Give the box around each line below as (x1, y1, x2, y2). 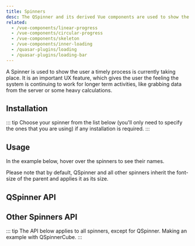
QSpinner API (6, 192, 57, 202)
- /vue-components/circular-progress (11, 30, 103, 36)
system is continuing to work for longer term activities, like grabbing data (6, 80, 182, 88)
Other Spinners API (6, 212, 78, 222)
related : (6, 19, 27, 25)
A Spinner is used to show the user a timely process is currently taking (6, 68, 176, 75)
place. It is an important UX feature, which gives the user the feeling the (6, 74, 179, 81)
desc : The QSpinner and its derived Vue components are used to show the (6, 14, 190, 20)
